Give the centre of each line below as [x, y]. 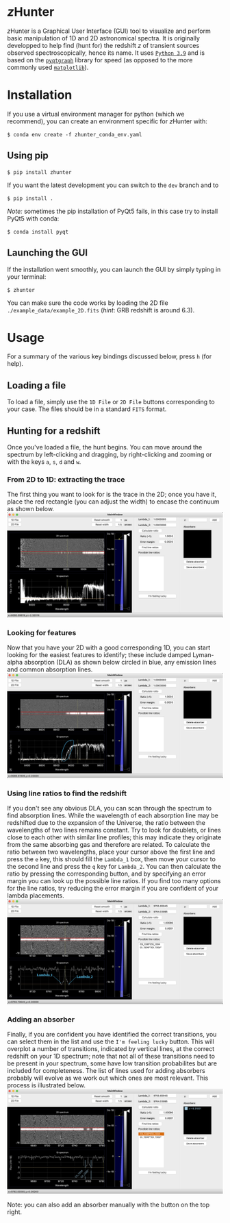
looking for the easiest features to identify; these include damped [99, 655]
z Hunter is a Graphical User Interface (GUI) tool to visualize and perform [109, 31]
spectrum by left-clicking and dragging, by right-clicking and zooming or [110, 455]
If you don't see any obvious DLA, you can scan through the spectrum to [110, 808]
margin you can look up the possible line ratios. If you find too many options [114, 881]
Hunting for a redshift [54, 431]
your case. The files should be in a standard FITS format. [87, 409]
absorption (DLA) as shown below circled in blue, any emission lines [120, 663]
